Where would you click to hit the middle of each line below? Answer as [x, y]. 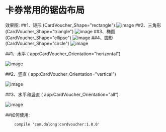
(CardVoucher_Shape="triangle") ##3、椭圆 [60, 31]
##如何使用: [18, 115]
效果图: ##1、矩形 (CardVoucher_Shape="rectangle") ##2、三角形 [83, 25]
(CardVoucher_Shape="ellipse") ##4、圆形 [59, 38]
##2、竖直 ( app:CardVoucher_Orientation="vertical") [61, 74]
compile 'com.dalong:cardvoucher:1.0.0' [57, 124]
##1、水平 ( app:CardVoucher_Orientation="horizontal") [63, 54]
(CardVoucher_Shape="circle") [37, 43]
